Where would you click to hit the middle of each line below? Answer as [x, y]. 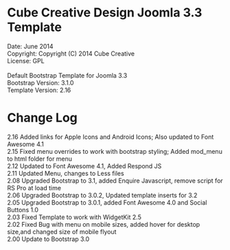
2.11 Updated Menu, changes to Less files [66, 173]
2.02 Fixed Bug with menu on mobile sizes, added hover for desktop [104, 224]
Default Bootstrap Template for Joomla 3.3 [67, 75]
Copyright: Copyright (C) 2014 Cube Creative [71, 54]
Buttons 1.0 [23, 209]
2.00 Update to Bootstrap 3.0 [48, 239]
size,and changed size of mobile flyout [62, 231]
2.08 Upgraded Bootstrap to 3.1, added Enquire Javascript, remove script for [115, 181]
